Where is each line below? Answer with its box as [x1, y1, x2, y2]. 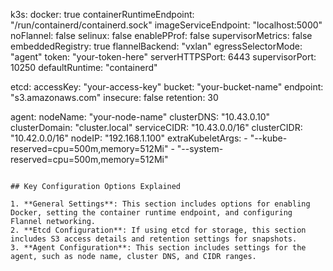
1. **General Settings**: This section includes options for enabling [10, 199, 311, 209]
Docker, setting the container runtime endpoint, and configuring [10, 208, 293, 218]
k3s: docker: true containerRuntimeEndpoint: [10, 9, 195, 20]
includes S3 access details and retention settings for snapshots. [10, 234, 298, 244]
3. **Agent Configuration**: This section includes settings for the [10, 243, 307, 253]
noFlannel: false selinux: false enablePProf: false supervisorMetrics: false [10, 30, 313, 41]
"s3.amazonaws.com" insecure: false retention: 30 [10, 92, 219, 103]
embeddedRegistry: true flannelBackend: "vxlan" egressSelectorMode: [10, 40, 303, 52]
